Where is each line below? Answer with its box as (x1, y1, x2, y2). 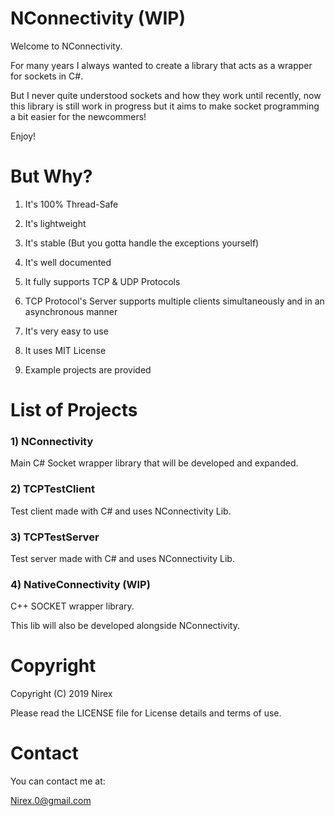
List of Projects (10, 399, 138, 422)
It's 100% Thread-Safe (24, 198, 119, 210)
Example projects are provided (24, 363, 152, 376)
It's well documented (24, 256, 112, 268)
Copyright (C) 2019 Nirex (10, 688, 113, 700)
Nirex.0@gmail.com (10, 795, 92, 807)
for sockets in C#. (10, 70, 84, 82)
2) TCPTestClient (10, 482, 95, 496)
